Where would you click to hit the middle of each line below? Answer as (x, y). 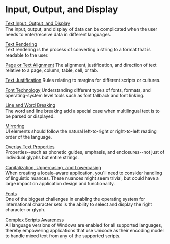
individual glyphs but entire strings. (42, 157)
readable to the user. (27, 55)
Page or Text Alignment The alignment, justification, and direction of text (81, 65)
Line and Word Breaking (30, 105)
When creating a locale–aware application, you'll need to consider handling (84, 173)
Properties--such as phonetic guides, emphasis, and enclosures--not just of (85, 152)
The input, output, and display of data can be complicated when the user (81, 29)
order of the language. (29, 137)
